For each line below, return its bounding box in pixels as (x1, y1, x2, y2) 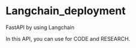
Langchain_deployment (5, 4, 126, 18)
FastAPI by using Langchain (5, 24, 75, 31)
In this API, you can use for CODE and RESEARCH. (5, 35, 131, 42)
